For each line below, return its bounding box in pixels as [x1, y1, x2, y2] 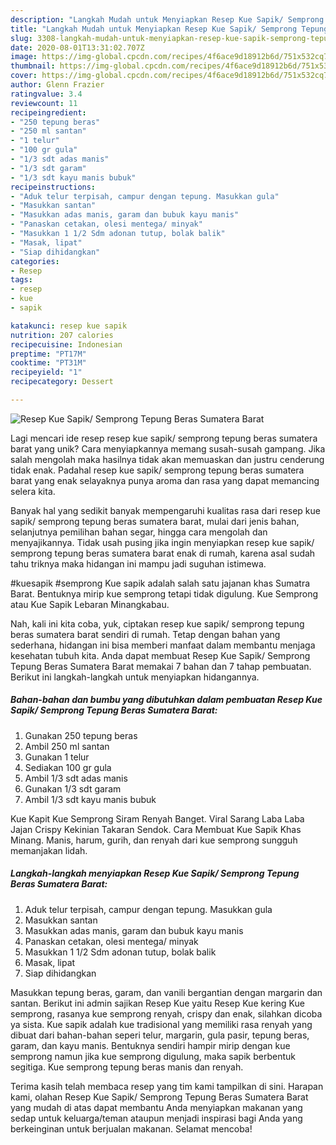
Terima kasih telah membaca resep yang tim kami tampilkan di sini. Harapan [10, 1080, 324, 1092]
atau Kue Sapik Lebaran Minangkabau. [10, 598, 170, 610]
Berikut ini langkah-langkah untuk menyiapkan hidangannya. [10, 671, 260, 683]
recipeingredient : [10, 107, 87, 118]
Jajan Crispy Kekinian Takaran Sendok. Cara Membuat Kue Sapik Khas [10, 823, 302, 835]
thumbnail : [10, 61, 56, 71]
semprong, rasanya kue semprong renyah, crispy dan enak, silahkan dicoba [10, 1007, 323, 1020]
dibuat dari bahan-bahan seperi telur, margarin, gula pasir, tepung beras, [10, 1029, 310, 1041]
